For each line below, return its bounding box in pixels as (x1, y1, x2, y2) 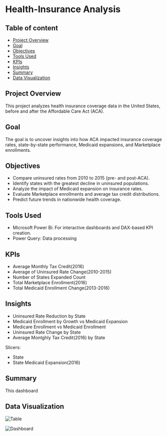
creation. (12, 230, 31, 236)
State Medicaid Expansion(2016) (12, 359, 80, 365)
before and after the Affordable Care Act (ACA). (5, 108, 105, 114)
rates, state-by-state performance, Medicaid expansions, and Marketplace (5, 142, 161, 148)
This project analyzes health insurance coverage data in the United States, (5, 103, 160, 109)
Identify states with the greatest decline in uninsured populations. (12, 181, 149, 187)
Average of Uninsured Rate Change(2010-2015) (12, 269, 112, 275)
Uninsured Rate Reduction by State (12, 313, 86, 319)
